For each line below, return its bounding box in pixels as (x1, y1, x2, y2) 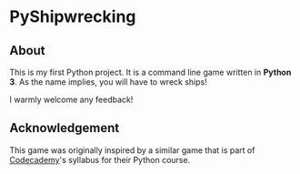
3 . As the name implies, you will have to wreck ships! (9, 77, 207, 87)
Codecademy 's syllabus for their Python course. (9, 154, 191, 165)
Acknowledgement (9, 120, 120, 136)
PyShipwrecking (9, 6, 136, 27)
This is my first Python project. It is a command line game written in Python (9, 67, 292, 77)
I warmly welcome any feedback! (9, 94, 134, 105)
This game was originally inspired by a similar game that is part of (9, 144, 255, 156)
